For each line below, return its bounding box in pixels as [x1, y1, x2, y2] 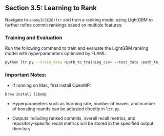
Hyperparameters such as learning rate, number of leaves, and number [12, 101, 156, 107]
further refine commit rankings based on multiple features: [5, 22, 123, 28]
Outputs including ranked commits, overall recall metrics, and [12, 116, 136, 121]
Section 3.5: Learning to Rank [5, 4, 97, 12]
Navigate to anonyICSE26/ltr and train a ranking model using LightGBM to [5, 17, 153, 22]
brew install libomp [5, 92, 47, 97]
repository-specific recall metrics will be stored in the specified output [12, 120, 154, 126]
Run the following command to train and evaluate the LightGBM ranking [5, 45, 149, 51]
